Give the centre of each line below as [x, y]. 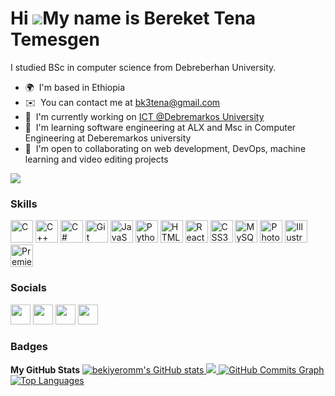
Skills [24, 204]
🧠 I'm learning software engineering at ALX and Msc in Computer [160, 127]
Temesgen [55, 39]
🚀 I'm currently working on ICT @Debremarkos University [144, 116]
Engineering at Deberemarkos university [108, 138]
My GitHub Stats [45, 369]
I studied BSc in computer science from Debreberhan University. [143, 67]
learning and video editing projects [96, 159]
